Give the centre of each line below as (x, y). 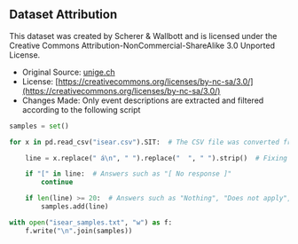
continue (57, 182)
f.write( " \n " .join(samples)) (79, 231)
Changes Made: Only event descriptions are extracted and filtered (143, 100)
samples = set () (39, 126)
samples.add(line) (75, 207)
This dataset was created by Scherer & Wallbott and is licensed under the (143, 35)
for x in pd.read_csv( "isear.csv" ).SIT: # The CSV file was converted (144, 142)
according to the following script (81, 109)
